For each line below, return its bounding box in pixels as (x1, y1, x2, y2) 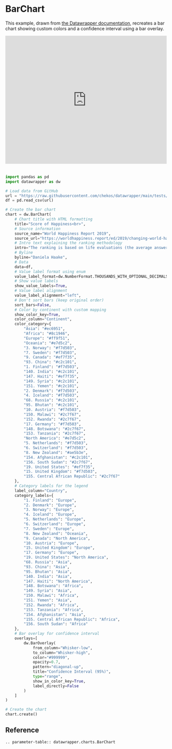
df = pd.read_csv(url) (5, 198, 54, 203)
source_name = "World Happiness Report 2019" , (14, 231, 111, 236)
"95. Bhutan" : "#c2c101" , (24, 403, 79, 408)
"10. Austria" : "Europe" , (24, 540, 79, 546)
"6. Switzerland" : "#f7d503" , (24, 445, 88, 451)
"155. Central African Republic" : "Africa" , (24, 617, 120, 622)
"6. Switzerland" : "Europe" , (24, 522, 86, 527)
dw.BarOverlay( (24, 640, 56, 646)
